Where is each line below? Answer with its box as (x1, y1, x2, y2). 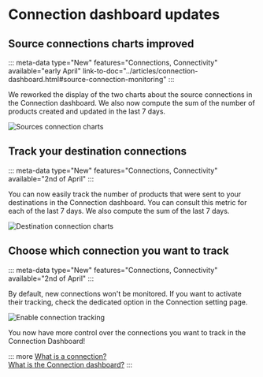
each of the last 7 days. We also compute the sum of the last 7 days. (8, 206, 230, 215)
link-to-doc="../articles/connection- (82, 66, 198, 76)
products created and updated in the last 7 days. (8, 106, 166, 116)
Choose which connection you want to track (8, 244, 230, 258)
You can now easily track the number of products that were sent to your (8, 189, 242, 199)
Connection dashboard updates (8, 6, 220, 24)
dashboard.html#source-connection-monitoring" (8, 75, 167, 84)
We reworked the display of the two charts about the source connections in (8, 90, 253, 99)
